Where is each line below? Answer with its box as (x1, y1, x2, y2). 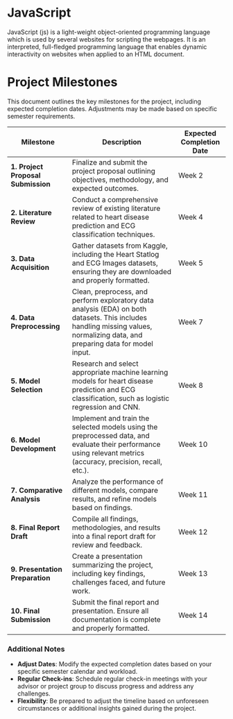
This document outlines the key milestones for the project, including (7, 97, 202, 105)
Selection (10, 384, 43, 394)
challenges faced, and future (71, 577, 166, 587)
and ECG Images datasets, (71, 258, 158, 268)
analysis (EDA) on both (71, 304, 147, 314)
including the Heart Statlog (71, 249, 159, 259)
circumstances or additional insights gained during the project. (17, 704, 196, 713)
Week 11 (178, 489, 208, 499)
